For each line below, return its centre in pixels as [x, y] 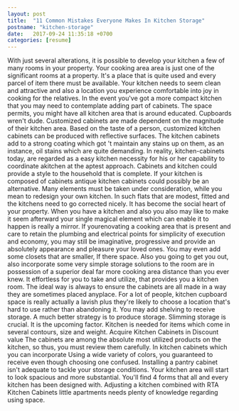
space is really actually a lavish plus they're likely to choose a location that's [119, 302]
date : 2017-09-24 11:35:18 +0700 [60, 34]
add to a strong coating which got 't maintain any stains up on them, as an [116, 143]
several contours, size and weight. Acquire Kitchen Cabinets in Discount [113, 332]
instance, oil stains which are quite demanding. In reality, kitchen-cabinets [116, 151]
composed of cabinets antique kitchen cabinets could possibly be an [108, 181]
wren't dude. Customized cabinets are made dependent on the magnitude [116, 121]
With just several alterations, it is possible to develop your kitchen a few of [116, 60]
